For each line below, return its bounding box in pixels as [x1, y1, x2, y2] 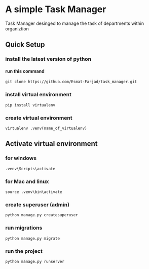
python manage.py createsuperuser [5, 213, 79, 218]
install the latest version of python [5, 56, 92, 63]
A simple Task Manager [5, 4, 106, 15]
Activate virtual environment [5, 139, 98, 148]
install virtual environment [5, 91, 72, 98]
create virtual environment [5, 114, 72, 121]
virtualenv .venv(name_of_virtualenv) [5, 126, 87, 131]
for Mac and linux [5, 178, 49, 185]
